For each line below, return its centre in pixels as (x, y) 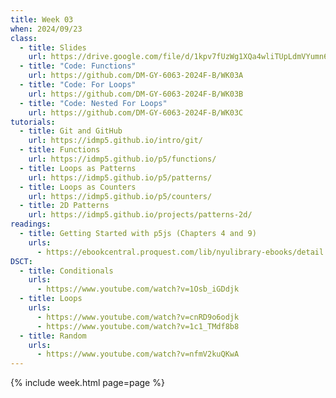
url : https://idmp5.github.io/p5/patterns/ (120, 177)
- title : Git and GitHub (71, 131)
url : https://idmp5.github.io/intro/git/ (115, 141)
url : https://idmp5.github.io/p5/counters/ (120, 196)
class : (24, 38)
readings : (31, 224)
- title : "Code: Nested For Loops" (93, 103)
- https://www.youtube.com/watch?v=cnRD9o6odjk (138, 317)
